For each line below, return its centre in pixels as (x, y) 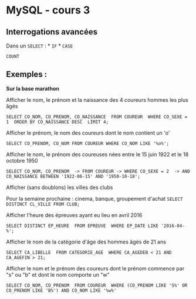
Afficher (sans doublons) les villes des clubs (60, 187)
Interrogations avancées (52, 32)
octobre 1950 (22, 160)
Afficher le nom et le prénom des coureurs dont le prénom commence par (95, 268)
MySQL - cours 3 (48, 10)
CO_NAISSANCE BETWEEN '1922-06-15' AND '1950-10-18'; (73, 176)
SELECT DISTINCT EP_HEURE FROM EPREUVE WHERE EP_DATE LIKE (82, 226)
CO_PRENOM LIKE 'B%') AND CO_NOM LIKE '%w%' (61, 290)
